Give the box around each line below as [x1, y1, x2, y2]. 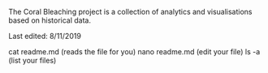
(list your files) [8, 56, 57, 65]
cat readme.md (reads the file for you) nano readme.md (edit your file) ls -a [8, 47, 261, 56]
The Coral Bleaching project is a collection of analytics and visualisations [8, 7, 253, 16]
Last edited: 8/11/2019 [8, 32, 81, 41]
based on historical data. [8, 15, 92, 25]
